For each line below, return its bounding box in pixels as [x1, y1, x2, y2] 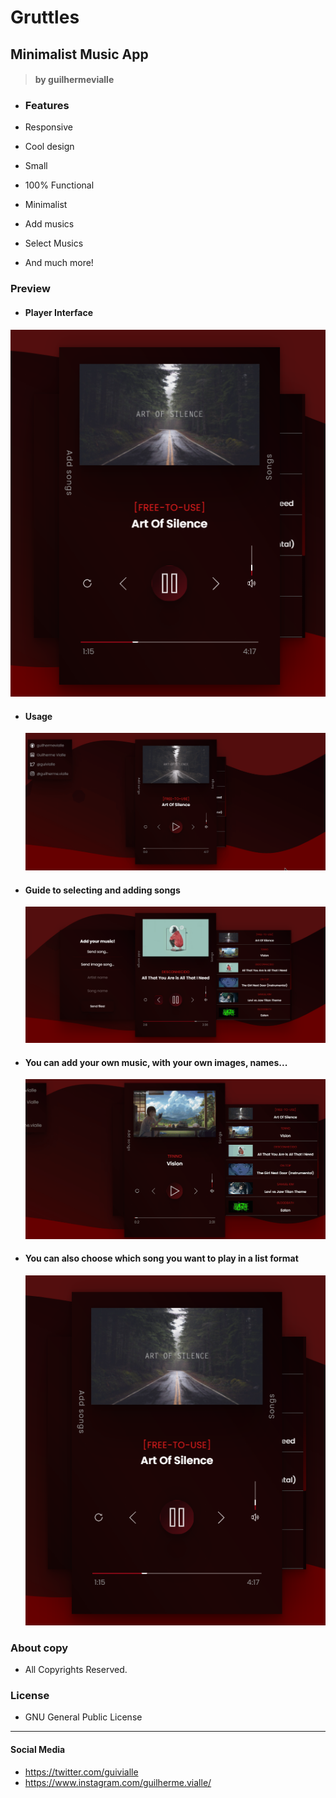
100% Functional [24, 179, 95, 191]
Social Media [10, 1743, 66, 1755]
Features [24, 99, 70, 113]
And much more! [24, 257, 94, 269]
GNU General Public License [24, 1711, 143, 1723]
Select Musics [24, 237, 84, 250]
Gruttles [10, 6, 80, 29]
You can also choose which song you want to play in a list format [24, 1252, 299, 1265]
